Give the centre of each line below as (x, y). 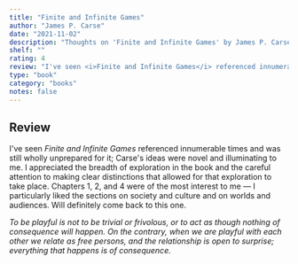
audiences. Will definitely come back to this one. (98, 206)
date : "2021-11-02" (45, 34)
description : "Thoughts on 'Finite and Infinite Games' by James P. (138, 42)
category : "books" (43, 83)
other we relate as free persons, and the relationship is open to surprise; (142, 241)
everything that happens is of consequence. (90, 251)
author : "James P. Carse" (57, 26)
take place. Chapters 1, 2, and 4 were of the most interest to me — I (132, 186)
